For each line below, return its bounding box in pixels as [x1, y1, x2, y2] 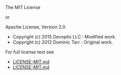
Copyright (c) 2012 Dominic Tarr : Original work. [12, 39, 113, 45]
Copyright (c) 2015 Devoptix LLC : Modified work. [12, 34, 116, 40]
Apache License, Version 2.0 [5, 24, 66, 30]
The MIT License [5, 5, 41, 10]
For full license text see [5, 49, 54, 55]
